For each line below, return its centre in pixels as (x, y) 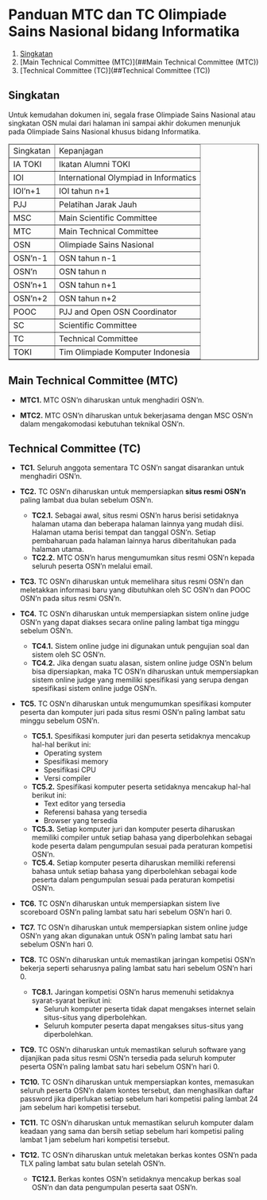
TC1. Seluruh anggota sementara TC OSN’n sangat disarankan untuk (132, 468)
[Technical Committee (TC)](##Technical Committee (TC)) (115, 70)
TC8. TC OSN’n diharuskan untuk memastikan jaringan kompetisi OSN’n (137, 960)
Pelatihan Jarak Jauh (98, 204)
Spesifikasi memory (76, 762)
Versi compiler (67, 779)
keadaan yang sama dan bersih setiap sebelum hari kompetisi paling (132, 1132)
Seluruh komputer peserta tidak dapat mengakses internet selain (149, 1009)
